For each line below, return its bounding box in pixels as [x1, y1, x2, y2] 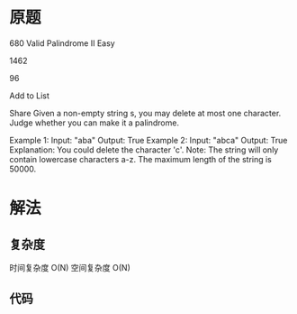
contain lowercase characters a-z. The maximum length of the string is [9, 153, 273, 164]
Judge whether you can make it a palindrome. [9, 117, 180, 128]
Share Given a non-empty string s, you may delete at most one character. [9, 107, 282, 118]
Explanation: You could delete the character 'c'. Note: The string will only [9, 144, 279, 155]
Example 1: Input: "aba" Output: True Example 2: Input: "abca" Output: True [9, 134, 288, 145]
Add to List [9, 90, 49, 101]
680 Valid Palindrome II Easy [9, 37, 115, 49]
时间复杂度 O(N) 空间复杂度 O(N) [9, 262, 130, 272]
